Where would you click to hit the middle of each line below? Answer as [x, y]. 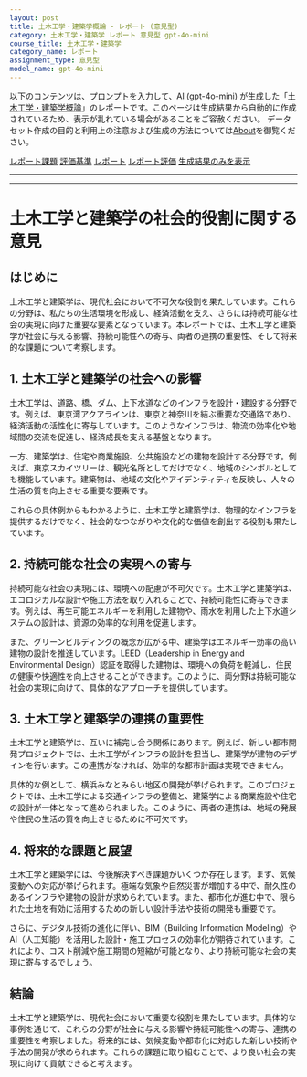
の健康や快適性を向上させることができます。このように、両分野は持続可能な [153, 676]
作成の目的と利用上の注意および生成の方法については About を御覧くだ [164, 130]
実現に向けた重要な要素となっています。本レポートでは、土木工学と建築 [161, 324]
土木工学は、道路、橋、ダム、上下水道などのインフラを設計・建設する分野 [149, 402]
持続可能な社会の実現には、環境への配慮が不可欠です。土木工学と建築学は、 [153, 588]
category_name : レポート [54, 52]
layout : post [34, 18]
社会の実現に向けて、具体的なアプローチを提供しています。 [121, 687]
